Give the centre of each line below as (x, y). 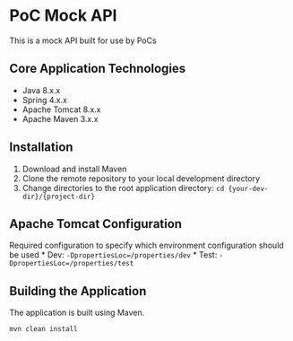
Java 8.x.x (41, 90)
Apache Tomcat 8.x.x (61, 109)
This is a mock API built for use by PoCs (83, 40)
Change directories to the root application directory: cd (123, 188)
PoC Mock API (63, 16)
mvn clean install (43, 329)
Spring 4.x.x (44, 100)
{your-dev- (248, 188)
